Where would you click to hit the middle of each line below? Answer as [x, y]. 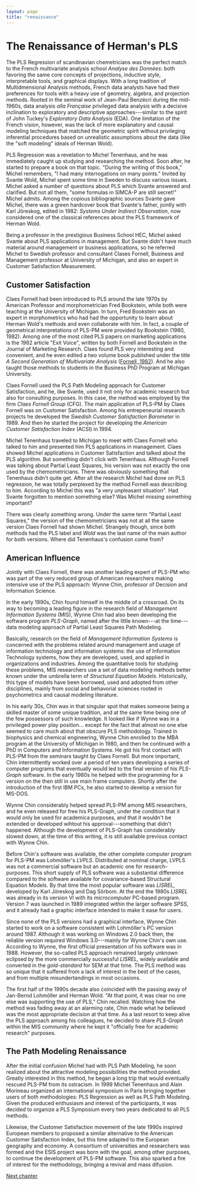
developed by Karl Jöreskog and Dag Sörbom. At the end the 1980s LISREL [97, 892]
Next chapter [22, 1176]
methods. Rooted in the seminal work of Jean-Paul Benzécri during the [92, 100]
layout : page [22, 11]
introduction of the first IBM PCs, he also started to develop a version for [94, 787]
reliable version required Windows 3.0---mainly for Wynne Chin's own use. [97, 940]
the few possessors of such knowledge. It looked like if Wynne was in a [93, 719]
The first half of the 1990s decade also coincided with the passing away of [96, 989]
